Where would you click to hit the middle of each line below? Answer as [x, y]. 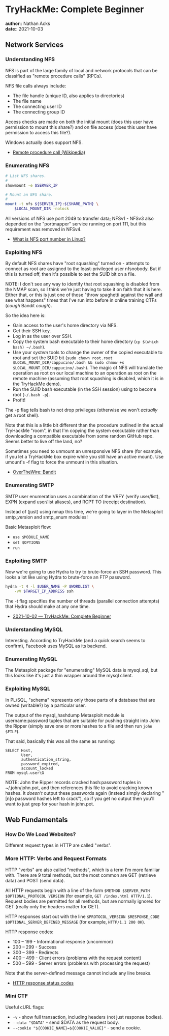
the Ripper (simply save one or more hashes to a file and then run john [79, 726]
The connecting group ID [39, 112]
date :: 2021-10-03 [24, 28]
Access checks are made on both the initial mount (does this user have [79, 122]
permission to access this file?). [39, 132]
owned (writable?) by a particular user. [46, 705]
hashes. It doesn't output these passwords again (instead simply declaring [83, 793]
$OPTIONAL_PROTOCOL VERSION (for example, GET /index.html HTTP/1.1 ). [79, 896]
